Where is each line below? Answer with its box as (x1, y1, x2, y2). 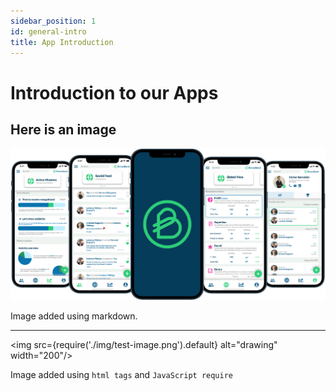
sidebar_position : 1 (10, 16, 97, 26)
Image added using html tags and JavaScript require (10, 369, 233, 381)
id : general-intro (10, 26, 87, 37)
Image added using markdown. (10, 310, 138, 322)
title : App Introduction (10, 37, 114, 47)
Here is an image (10, 121, 117, 138)
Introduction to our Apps (10, 81, 219, 104)
